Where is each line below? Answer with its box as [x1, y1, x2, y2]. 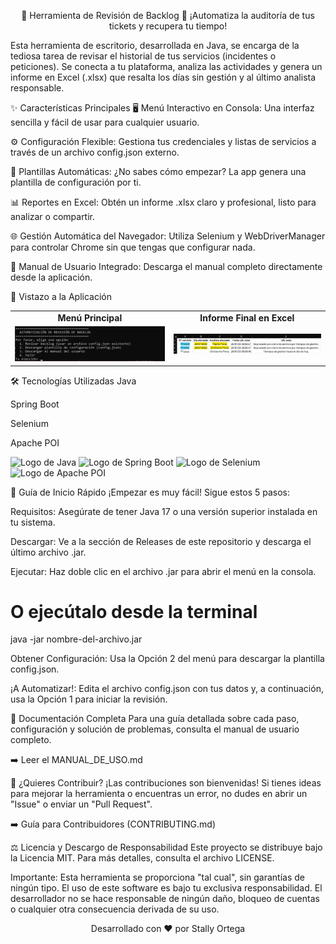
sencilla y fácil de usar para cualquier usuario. [10, 116, 200, 128]
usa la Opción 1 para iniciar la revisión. [10, 693, 168, 705]
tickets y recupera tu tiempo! [108, 20, 228, 32]
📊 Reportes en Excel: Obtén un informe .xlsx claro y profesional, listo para [10, 196, 317, 208]
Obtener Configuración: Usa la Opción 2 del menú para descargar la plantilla [10, 653, 325, 665]
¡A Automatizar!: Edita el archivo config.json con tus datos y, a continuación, [10, 683, 324, 695]
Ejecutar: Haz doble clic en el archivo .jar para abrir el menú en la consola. [10, 565, 317, 577]
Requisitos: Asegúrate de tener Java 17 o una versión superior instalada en [10, 505, 318, 517]
